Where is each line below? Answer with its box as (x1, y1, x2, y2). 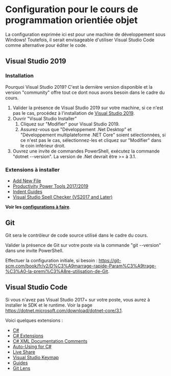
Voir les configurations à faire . (5, 204, 71, 210)
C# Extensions (12, 333, 43, 339)
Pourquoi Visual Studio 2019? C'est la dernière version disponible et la (5, 84, 153, 90)
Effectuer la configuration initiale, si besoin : (5, 257, 98, 263)
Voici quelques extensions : (5, 317, 63, 323)
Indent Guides (12, 188, 42, 194)
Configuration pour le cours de (5, 4, 139, 15)
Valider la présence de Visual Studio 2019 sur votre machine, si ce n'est (12, 105, 163, 111)
